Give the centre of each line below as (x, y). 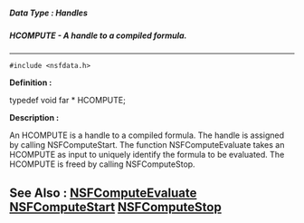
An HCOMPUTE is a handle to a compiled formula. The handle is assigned (147, 135)
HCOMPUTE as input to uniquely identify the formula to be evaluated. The (147, 155)
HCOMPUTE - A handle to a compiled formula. (98, 35)
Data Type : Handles (49, 13)
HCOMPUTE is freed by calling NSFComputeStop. (103, 164)
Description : (34, 118)
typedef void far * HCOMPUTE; (68, 101)
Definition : (31, 82)
